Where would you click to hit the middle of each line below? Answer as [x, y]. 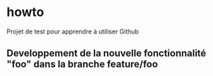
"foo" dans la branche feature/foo [82, 64]
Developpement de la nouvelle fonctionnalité [106, 53]
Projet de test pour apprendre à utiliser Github [73, 31]
